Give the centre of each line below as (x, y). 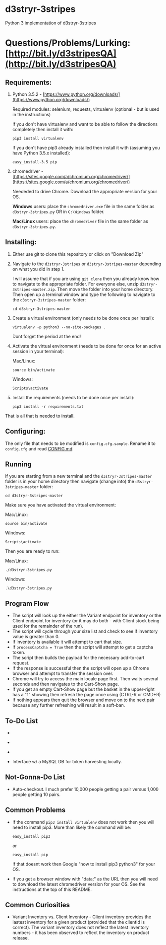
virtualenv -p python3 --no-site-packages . (59, 327)
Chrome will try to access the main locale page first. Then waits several (85, 679)
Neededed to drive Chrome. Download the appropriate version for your (85, 191)
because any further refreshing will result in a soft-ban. (69, 705)
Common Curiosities (38, 905)
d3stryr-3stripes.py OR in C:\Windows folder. (58, 212)
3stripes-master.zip (33, 290)
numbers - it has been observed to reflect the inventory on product (81, 933)
